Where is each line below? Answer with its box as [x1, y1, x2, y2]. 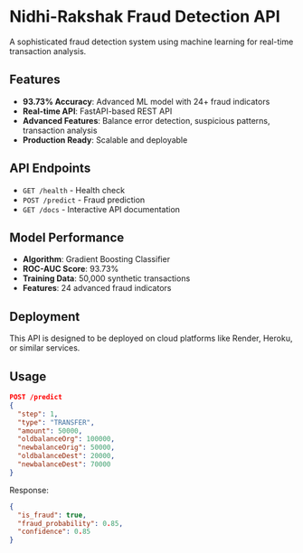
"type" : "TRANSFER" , [17, 417, 95, 426]
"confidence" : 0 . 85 [17, 527, 91, 537]
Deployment [9, 309, 80, 324]
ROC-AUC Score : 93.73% [22, 264, 119, 275]
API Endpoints [9, 161, 91, 176]
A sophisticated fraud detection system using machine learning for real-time [9, 36, 294, 47]
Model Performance [9, 230, 125, 245]
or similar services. [9, 342, 80, 353]
